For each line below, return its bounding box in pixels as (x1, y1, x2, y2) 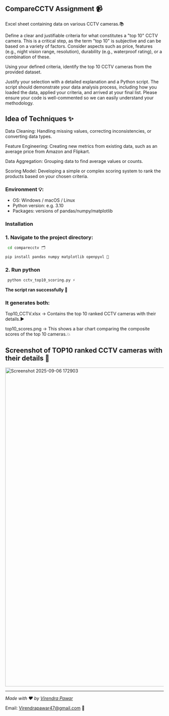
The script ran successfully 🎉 (5, 287, 68, 293)
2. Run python (5, 266, 40, 273)
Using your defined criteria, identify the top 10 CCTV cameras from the (5, 63, 152, 69)
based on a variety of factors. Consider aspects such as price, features (5, 43, 153, 49)
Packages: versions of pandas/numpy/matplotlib (12, 208, 113, 214)
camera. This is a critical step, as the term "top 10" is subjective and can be (5, 38, 161, 44)
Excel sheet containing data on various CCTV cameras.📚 (5, 21, 124, 27)
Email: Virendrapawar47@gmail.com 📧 (5, 705, 85, 711)
